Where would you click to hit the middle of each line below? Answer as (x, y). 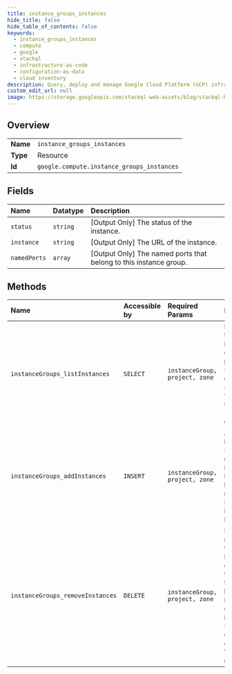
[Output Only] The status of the (141, 222)
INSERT (134, 476)
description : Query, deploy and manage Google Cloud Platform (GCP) (108, 85)
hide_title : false (33, 20)
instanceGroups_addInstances (58, 476)
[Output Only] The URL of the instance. (154, 242)
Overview (29, 125)
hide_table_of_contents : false (52, 26)
